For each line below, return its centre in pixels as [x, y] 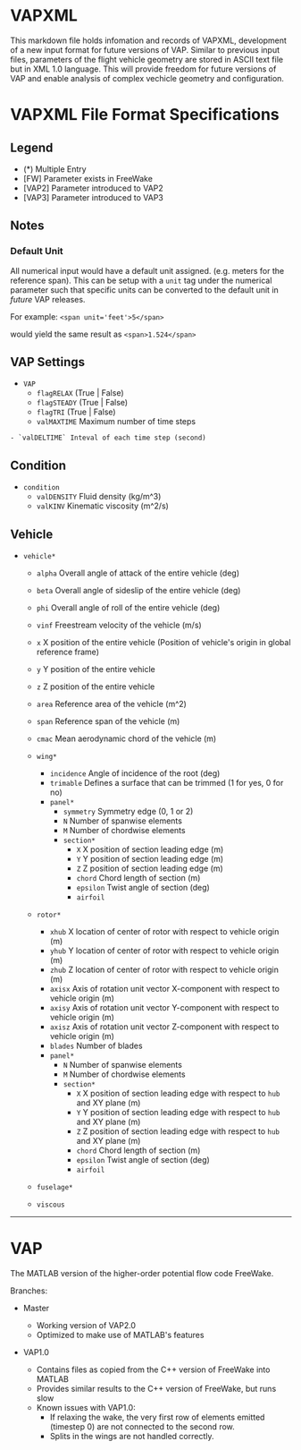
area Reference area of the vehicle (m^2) [111, 704]
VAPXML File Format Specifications [145, 115]
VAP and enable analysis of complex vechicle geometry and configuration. [147, 78]
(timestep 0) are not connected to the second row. [142, 1427]
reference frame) [67, 652]
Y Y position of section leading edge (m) [150, 859]
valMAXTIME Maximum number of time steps [116, 422]
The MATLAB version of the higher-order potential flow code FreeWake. [142, 1273]
